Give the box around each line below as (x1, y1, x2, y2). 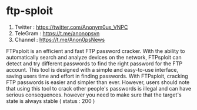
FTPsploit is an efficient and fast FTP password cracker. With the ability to (6, 47, 185, 54)
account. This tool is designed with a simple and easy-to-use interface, (6, 66, 179, 73)
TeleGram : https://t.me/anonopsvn (14, 29, 100, 36)
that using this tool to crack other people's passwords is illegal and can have (6, 85, 192, 92)
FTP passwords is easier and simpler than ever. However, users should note (6, 78, 190, 86)
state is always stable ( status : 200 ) (6, 97, 95, 104)
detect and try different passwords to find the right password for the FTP (6, 60, 183, 67)
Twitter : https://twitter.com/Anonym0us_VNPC (14, 24, 128, 31)
